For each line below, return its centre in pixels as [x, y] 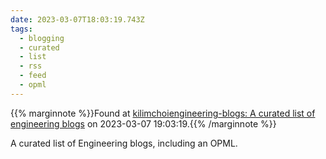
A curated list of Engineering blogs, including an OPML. [124, 143]
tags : [21, 29]
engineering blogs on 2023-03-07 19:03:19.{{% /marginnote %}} [143, 123]
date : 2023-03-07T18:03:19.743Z [77, 19]
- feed [33, 76]
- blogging [42, 38]
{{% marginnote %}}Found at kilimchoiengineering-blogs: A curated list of [163, 113]
